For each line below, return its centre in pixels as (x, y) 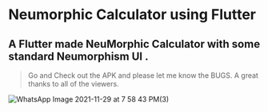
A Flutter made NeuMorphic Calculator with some (134, 44)
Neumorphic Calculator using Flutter (132, 15)
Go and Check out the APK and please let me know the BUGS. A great (143, 75)
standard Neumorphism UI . (78, 56)
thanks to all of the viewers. (73, 84)
